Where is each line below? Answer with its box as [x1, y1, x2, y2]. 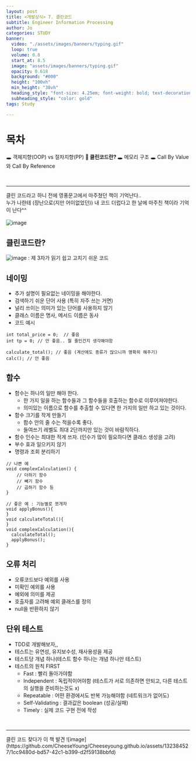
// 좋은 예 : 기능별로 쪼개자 [6, 501, 67, 507]
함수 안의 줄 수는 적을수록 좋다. [23, 419, 93, 426]
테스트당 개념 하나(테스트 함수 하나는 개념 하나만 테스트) [14, 655, 142, 662]
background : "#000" [11, 74, 59, 80]
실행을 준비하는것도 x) [29, 684, 80, 691]
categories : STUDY [6, 30, 51, 36]
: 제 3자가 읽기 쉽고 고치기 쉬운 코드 [28, 254, 109, 261]
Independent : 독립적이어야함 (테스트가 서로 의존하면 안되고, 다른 [23, 677, 173, 684]
